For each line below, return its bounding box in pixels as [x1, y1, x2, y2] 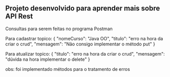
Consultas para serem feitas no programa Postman [5, 25, 113, 32]
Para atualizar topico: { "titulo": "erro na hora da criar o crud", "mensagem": [5, 50, 165, 57]
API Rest [5, 12, 33, 21]
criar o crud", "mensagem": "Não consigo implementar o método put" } [5, 41, 155, 47]
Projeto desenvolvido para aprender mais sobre [5, 4, 160, 13]
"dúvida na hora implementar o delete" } [5, 56, 91, 62]
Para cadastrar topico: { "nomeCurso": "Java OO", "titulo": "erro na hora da [5, 35, 163, 41]
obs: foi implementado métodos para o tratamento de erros [5, 66, 131, 72]
